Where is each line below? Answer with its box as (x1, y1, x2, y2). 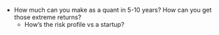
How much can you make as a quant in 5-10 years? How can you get (13, 6, 212, 14)
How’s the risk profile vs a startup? (24, 21, 125, 28)
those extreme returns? (13, 13, 82, 21)
